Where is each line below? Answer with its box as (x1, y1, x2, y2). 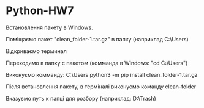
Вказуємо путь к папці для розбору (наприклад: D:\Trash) (6, 95, 157, 102)
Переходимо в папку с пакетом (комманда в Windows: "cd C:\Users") (6, 59, 188, 67)
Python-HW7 (6, 4, 74, 18)
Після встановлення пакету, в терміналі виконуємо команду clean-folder (6, 83, 197, 90)
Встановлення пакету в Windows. (6, 24, 93, 31)
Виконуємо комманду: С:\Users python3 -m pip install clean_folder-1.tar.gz (6, 71, 198, 78)
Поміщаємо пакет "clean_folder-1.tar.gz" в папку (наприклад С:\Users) (6, 35, 189, 43)
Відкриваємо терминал (6, 47, 67, 55)
